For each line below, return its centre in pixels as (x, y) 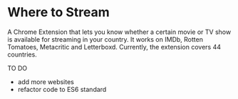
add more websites (46, 81)
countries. (22, 54)
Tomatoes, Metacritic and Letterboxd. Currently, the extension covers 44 (114, 47)
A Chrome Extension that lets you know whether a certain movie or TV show (119, 32)
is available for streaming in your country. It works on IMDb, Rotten (105, 39)
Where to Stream (59, 12)
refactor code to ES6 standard (62, 89)
